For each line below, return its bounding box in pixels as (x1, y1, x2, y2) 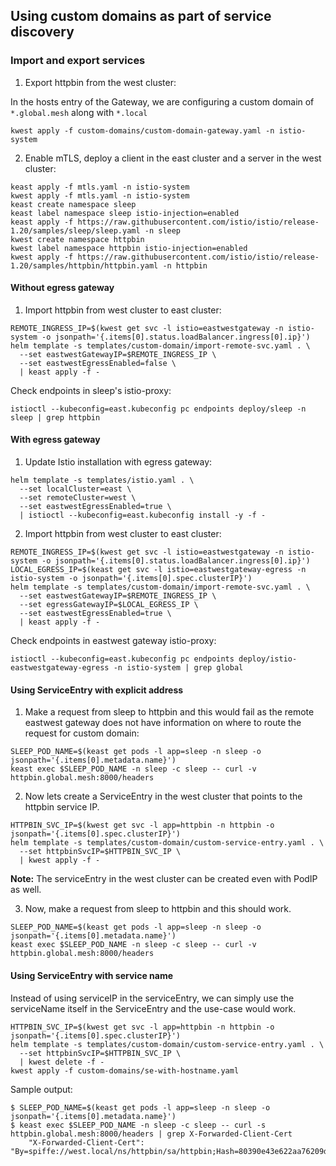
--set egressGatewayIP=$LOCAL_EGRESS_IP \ (19, 600, 199, 610)
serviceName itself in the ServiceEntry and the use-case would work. (10, 1002, 297, 1014)
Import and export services (10, 54, 146, 68)
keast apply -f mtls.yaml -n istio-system (10, 182, 190, 192)
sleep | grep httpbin (10, 412, 101, 423)
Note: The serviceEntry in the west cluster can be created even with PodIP (10, 873, 318, 885)
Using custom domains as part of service (10, 8, 272, 25)
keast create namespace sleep (10, 199, 137, 209)
